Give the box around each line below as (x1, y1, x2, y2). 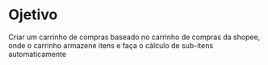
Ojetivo (8, 6, 58, 24)
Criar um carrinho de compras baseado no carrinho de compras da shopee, (8, 32, 261, 42)
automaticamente (8, 49, 67, 59)
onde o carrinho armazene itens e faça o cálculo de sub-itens (8, 40, 214, 50)
